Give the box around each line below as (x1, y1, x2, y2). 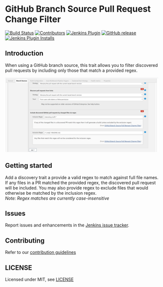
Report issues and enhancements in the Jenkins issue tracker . (5, 222, 129, 228)
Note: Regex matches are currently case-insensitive (5, 195, 109, 201)
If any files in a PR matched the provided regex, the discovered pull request (5, 180, 156, 185)
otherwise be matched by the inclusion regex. (5, 190, 97, 196)
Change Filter (5, 14, 61, 25)
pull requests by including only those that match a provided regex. (5, 67, 138, 73)
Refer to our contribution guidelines (5, 249, 76, 255)
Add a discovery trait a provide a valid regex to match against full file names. (5, 174, 159, 180)
